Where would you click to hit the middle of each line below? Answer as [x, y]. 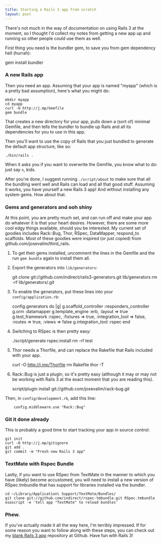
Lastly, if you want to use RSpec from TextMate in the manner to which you [80, 474]
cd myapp [14, 104]
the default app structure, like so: [38, 146]
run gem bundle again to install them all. [51, 258]
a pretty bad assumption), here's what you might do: [57, 91]
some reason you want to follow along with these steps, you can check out [80, 530]
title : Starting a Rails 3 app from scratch [51, 9]
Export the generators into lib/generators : [55, 268]
